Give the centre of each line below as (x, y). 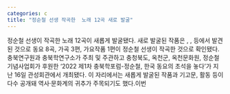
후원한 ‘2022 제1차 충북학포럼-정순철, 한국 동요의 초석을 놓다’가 (127, 66)
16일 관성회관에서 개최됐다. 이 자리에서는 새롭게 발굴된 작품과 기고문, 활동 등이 (119, 74)
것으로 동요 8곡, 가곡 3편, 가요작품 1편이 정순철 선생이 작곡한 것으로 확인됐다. (117, 49)
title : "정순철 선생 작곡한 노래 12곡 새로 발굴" (70, 20)
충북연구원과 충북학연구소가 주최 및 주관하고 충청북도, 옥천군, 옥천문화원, (104, 57)
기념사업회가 (24, 66)
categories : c (27, 13)
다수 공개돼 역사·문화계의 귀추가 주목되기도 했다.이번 (77, 83)
